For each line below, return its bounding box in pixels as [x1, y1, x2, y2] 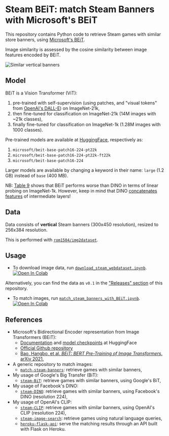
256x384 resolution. [5, 227, 48, 233]
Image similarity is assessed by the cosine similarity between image [5, 46, 147, 52]
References [5, 315, 43, 324]
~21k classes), [12, 116, 43, 122]
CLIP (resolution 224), [20, 410, 66, 416]
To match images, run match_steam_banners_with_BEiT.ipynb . [12, 295, 141, 301]
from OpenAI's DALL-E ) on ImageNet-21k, [12, 105, 100, 111]
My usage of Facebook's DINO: [12, 383, 79, 389]
